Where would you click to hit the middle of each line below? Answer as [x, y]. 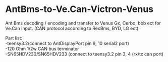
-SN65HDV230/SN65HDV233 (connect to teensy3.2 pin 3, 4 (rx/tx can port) [85, 54]
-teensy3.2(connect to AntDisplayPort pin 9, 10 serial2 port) [67, 43]
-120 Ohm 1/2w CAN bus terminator [42, 48]
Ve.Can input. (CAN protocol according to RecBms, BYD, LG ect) [72, 28]
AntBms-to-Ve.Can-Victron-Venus [79, 9]
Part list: [14, 38]
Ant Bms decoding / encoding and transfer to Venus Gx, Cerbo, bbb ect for [83, 23]
